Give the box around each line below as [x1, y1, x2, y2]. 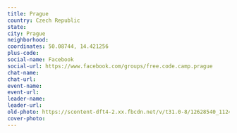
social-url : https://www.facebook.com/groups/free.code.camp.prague [7, 63, 213, 70]
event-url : [7, 89, 39, 96]
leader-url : [7, 102, 42, 109]
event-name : [7, 82, 42, 89]
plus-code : [7, 50, 39, 57]
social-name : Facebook [7, 56, 74, 63]
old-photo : [7, 108, 39, 115]
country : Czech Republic [7, 17, 80, 24]
